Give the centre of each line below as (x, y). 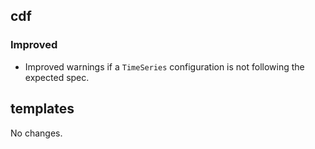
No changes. (36, 133)
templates (42, 109)
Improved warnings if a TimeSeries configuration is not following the (164, 66)
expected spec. (57, 77)
